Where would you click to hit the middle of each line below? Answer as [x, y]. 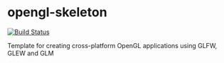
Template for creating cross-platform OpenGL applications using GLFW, [112, 45]
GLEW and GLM [31, 53]
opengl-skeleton [58, 12]
